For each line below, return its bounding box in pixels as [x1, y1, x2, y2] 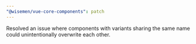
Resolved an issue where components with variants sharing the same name [6, 25, 191, 32]
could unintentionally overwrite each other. [6, 31, 111, 38]
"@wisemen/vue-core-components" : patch [6, 8, 105, 15]
